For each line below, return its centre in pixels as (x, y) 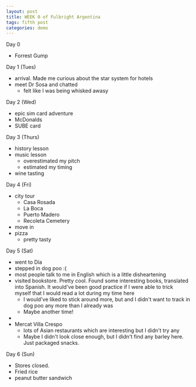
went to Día (28, 262)
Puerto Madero (41, 215)
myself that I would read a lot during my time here (74, 293)
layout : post (22, 11)
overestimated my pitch (51, 161)
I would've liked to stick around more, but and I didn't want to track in (106, 299)
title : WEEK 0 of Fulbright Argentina (53, 17)
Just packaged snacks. (51, 343)
